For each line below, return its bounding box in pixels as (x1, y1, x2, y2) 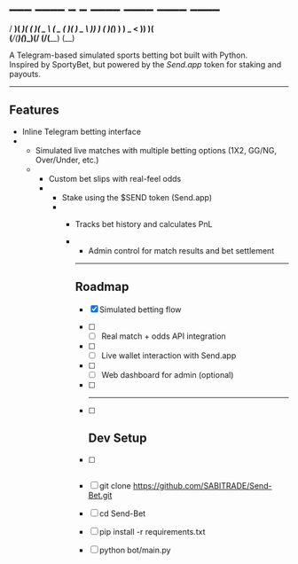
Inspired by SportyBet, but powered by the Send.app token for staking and (9, 59, 282, 69)
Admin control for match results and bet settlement (88, 245, 275, 255)
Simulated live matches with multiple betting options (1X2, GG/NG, (35, 145, 278, 155)
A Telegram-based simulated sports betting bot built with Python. (9, 50, 248, 60)
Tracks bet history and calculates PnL (74, 218, 213, 229)
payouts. (9, 68, 42, 79)
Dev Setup (88, 431, 147, 446)
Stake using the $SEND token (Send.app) (61, 192, 213, 202)
